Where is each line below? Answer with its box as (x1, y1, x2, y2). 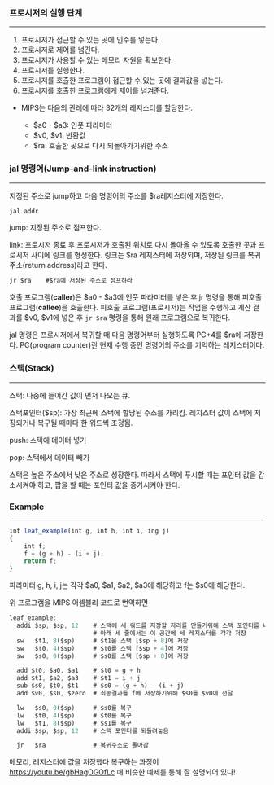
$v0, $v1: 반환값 (33, 130, 86, 140)
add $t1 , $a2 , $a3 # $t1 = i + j (16, 674, 141, 682)
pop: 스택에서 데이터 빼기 (9, 452, 90, 462)
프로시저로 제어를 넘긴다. (20, 45, 100, 55)
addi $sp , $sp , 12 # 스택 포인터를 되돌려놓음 (16, 726, 169, 735)
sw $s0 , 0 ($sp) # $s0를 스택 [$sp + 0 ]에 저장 (16, 651, 189, 660)
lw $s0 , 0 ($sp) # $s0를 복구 (16, 704, 133, 712)
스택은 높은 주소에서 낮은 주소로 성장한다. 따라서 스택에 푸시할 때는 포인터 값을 (9, 470, 257, 480)
